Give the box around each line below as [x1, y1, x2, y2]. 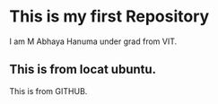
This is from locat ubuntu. [9, 62, 157, 77]
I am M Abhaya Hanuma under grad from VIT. [9, 36, 178, 47]
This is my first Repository [9, 6, 210, 27]
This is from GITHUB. [9, 85, 88, 96]
